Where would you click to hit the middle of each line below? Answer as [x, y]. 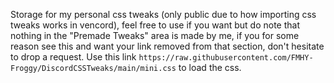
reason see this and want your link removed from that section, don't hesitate [167, 46]
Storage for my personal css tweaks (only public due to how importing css [163, 14]
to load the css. [210, 67]
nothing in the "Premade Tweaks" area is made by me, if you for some [155, 35]
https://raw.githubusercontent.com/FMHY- [226, 58]
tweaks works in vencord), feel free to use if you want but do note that [155, 25]
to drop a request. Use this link [73, 57]
